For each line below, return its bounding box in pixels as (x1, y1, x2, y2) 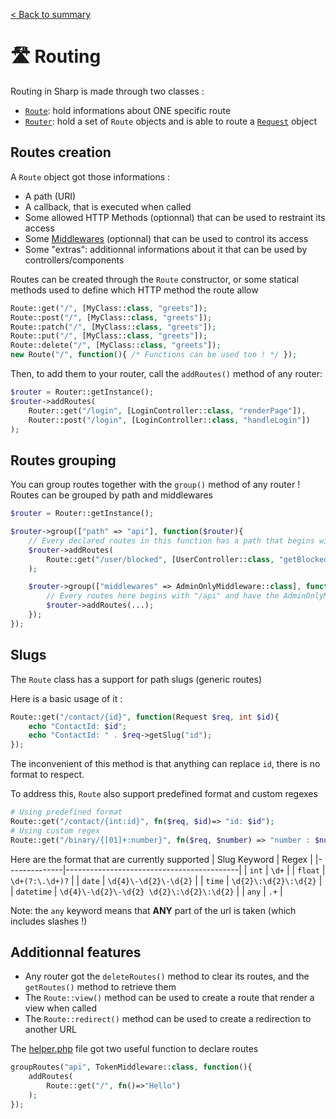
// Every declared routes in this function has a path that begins (28, 535, 315, 546)
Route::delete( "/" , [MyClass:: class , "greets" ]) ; (10, 340, 222, 351)
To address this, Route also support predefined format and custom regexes (10, 788, 318, 800)
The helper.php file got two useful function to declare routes (10, 1043, 259, 1055)
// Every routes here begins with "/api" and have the (46, 591, 280, 601)
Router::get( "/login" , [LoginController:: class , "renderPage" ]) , (28, 405, 307, 416)
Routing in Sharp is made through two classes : (10, 85, 205, 97)
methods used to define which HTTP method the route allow (10, 284, 259, 296)
